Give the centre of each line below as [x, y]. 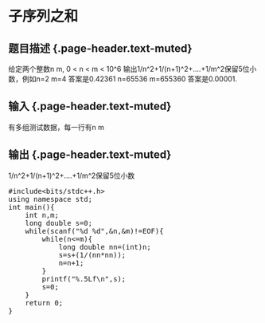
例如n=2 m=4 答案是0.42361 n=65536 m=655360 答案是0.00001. [129, 79]
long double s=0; [59, 223]
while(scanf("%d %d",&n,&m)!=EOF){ [94, 231]
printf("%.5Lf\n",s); [84, 279]
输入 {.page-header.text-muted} [90, 106]
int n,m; [42, 215]
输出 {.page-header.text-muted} [90, 155]
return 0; [44, 303]
